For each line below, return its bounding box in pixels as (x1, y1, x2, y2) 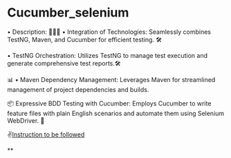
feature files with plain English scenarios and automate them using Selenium (7, 109, 225, 117)
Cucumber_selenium (7, 5, 129, 21)
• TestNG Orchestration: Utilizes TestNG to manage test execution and (7, 51, 208, 59)
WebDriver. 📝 (7, 116, 45, 125)
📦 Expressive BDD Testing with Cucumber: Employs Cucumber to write (7, 99, 212, 108)
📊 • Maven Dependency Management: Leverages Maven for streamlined (7, 75, 216, 83)
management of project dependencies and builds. (7, 85, 149, 94)
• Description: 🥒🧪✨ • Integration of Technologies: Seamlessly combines (7, 28, 211, 36)
